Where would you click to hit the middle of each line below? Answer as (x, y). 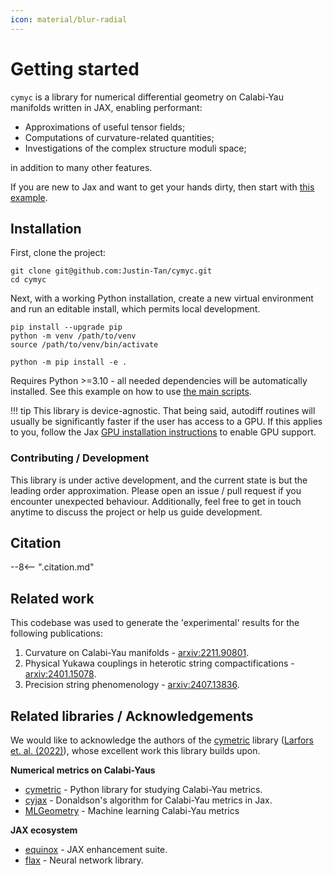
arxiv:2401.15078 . (60, 674)
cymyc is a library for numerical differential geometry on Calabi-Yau (147, 97)
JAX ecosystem (44, 830)
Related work (52, 598)
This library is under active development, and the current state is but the (159, 480)
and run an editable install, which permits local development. (135, 309)
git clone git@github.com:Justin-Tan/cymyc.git (111, 271)
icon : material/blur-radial (69, 19)
